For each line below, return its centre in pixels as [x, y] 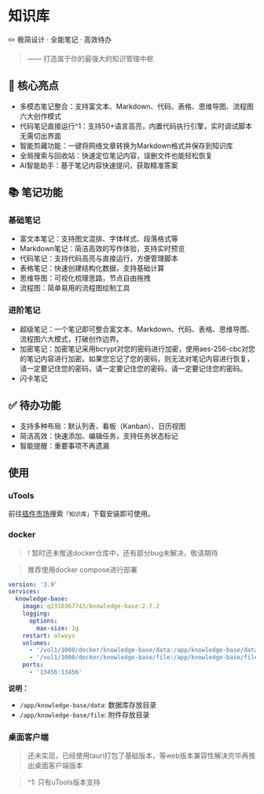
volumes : [37, 643]
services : [24, 592]
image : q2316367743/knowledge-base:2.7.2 [91, 607]
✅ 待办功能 [35, 406]
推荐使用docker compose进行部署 [82, 569]
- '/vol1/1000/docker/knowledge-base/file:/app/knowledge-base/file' [145, 658]
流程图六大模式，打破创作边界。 [71, 338]
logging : [37, 614]
